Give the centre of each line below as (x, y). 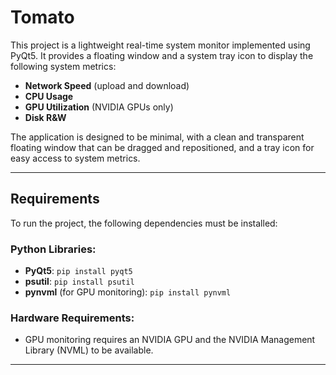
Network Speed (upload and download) (107, 85)
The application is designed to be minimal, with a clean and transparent (157, 137)
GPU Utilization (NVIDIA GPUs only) (99, 107)
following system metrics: (63, 66)
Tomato (42, 17)
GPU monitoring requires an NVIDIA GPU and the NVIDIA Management (170, 340)
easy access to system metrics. (75, 158)
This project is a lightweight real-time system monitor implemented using (160, 45)
